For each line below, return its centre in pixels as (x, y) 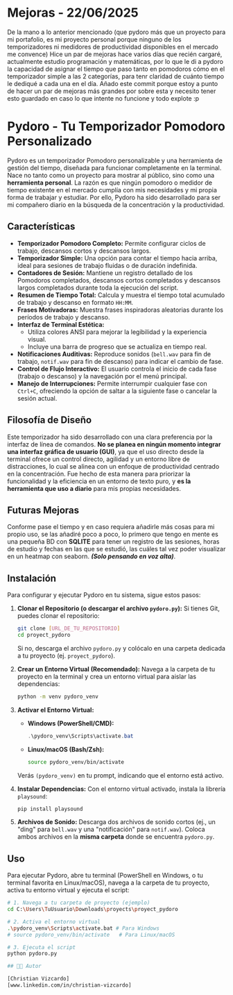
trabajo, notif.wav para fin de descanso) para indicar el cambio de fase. (120, 361)
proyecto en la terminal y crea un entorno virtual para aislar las (106, 676)
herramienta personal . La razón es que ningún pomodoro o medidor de (110, 183)
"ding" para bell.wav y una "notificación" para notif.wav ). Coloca (111, 829)
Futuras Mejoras (43, 510)
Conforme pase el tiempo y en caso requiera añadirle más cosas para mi (111, 527)
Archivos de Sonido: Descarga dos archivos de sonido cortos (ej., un (116, 822)
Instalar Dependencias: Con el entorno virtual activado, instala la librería (121, 789)
